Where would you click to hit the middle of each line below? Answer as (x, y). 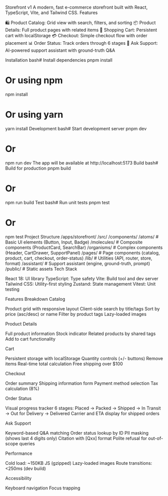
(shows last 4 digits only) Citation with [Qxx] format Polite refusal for (76, 438)
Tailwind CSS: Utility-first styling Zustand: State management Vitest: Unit (80, 284)
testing (12, 289)
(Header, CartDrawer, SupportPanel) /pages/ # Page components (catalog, (82, 253)
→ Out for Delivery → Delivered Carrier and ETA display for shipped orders (82, 413)
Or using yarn (34, 115)
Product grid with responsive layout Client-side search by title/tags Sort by (82, 308)
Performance (19, 453)
